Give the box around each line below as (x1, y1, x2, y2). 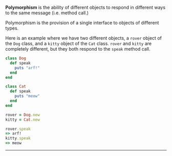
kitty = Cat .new (5, 117, 40, 122)
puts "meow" (14, 94, 40, 99)
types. (5, 25, 19, 31)
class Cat (5, 84, 27, 89)
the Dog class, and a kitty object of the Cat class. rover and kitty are (5, 40, 152, 47)
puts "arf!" (14, 65, 40, 71)
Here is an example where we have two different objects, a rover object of (5, 35, 162, 41)
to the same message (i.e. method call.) (5, 10, 89, 16)
